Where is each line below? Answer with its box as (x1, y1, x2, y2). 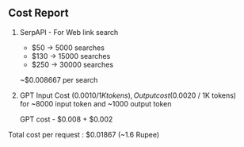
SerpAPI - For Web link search (19, 27, 119, 37)
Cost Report (8, 6, 69, 20)
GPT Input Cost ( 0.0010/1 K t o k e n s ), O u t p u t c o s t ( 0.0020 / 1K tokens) (19, 91, 236, 100)
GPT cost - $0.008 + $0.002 (19, 114, 113, 124)
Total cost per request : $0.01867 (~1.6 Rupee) (8, 130, 160, 139)
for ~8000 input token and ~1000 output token (19, 99, 172, 108)
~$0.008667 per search (19, 75, 98, 84)
